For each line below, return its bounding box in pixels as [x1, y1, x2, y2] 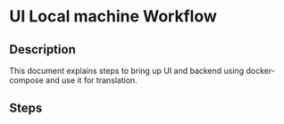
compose [9, 75, 45, 86]
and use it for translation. [46, 75, 138, 86]
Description [9, 42, 76, 57]
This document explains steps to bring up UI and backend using [9, 65, 244, 76]
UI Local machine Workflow [9, 6, 217, 27]
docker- [245, 65, 275, 76]
